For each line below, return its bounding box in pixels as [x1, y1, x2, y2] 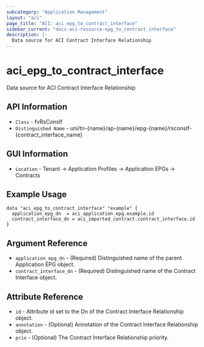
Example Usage [6, 189, 67, 200]
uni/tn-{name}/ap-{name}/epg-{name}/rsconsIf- [70, 124, 192, 132]
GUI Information [6, 149, 68, 159]
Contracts [15, 171, 41, 179]
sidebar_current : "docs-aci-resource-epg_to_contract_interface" [6, 26, 176, 32]
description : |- [6, 32, 48, 38]
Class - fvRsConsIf [15, 118, 63, 125]
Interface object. [15, 274, 57, 282]
